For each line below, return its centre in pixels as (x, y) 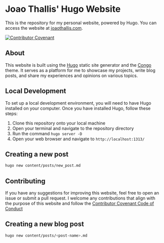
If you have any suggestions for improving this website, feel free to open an (82, 193)
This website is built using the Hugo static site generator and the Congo (78, 65)
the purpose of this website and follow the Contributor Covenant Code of (80, 203)
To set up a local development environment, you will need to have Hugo (78, 103)
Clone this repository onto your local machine (59, 123)
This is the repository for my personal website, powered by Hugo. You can (81, 23)
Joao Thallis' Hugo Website (63, 9)
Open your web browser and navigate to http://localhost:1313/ (78, 139)
